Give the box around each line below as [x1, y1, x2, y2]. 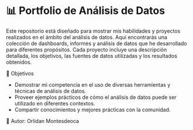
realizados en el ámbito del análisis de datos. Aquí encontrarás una [6, 33, 168, 40]
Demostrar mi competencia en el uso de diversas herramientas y [14, 81, 171, 88]
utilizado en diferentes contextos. [14, 100, 95, 107]
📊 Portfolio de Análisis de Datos [6, 4, 166, 18]
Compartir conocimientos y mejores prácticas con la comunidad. [14, 106, 171, 113]
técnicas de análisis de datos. [14, 87, 87, 94]
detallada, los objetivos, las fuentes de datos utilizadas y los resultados [6, 52, 177, 59]
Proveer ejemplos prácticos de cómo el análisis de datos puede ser [14, 94, 177, 101]
